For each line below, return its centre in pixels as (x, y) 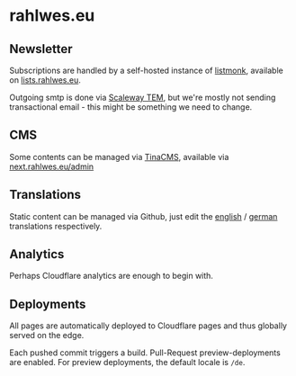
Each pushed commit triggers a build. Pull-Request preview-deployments (145, 353)
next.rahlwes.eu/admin (52, 166)
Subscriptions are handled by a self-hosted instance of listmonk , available (146, 70)
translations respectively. (56, 226)
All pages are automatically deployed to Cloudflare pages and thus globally (148, 326)
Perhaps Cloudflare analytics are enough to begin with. (112, 276)
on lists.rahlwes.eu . (45, 80)
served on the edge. (47, 336)
